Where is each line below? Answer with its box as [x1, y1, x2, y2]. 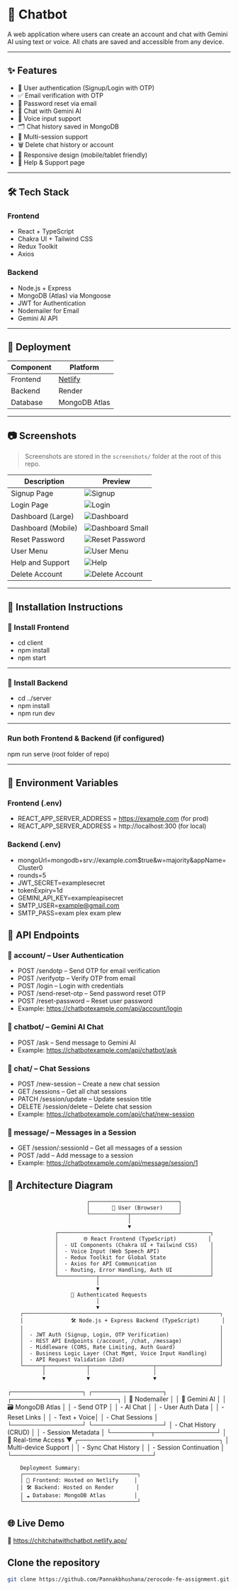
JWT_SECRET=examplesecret [17, 878, 106, 887]
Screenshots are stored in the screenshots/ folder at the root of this [24, 452, 222, 461]
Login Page [11, 500, 49, 510]
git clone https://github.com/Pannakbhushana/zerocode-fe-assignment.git [7, 1576, 230, 1583]
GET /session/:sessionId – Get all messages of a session [17, 1143, 183, 1153]
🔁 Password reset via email [17, 99, 97, 107]
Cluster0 [17, 863, 43, 872]
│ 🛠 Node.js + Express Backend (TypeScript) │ [20, 1317, 225, 1324]
